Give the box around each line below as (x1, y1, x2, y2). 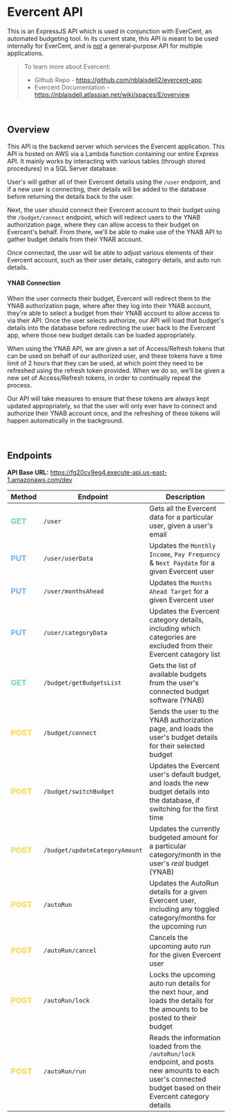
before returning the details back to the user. (7, 192, 135, 200)
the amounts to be (149, 1004, 209, 1014)
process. (7, 381, 32, 389)
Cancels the (149, 932, 188, 942)
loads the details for (149, 995, 214, 1005)
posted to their (149, 1013, 197, 1022)
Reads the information (149, 1033, 221, 1042)
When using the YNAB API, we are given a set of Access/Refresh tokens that (7, 344, 225, 352)
